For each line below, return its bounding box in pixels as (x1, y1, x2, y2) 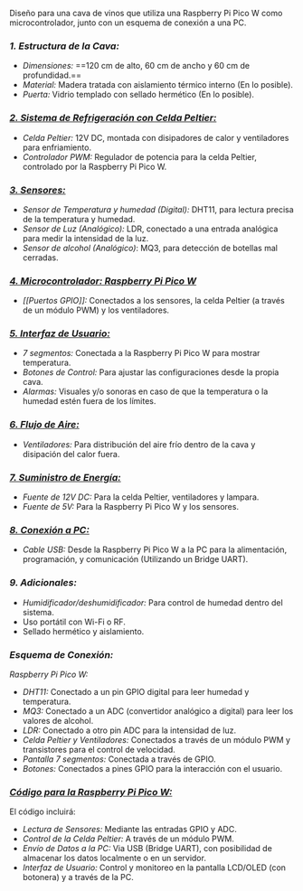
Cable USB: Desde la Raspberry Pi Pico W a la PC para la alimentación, (22, 544, 288, 555)
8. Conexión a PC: (9, 524, 90, 536)
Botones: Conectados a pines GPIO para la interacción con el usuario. (22, 763, 283, 774)
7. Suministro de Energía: (9, 471, 122, 483)
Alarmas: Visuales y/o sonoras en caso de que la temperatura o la (22, 386, 269, 397)
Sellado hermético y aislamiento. (22, 625, 145, 636)
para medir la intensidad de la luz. (22, 232, 149, 243)
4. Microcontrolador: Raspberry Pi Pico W (9, 275, 197, 287)
